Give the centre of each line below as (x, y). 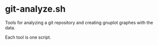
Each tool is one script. (28, 37)
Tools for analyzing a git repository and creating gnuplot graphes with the (79, 22)
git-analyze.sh (35, 9)
